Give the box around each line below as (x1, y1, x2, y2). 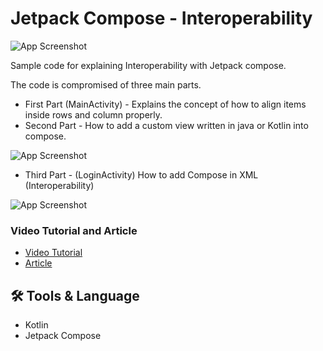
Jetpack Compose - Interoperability (10, 7, 313, 30)
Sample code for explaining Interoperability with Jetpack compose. (10, 59, 287, 71)
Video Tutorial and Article (10, 223, 138, 237)
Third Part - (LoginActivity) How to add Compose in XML (24, 168, 259, 181)
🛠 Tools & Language (10, 287, 140, 304)
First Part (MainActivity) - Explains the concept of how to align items (24, 98, 307, 110)
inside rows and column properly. (24, 108, 163, 121)
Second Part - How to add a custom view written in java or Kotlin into (24, 119, 309, 131)
